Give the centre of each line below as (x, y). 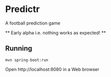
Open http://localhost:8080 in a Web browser (52, 69)
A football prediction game (33, 23)
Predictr (22, 9)
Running (19, 48)
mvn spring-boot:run (27, 60)
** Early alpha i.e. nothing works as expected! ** (55, 32)
